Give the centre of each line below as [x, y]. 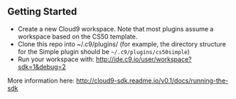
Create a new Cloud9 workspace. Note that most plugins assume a [116, 28]
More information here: [41, 80]
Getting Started [42, 12]
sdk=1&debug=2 [42, 66]
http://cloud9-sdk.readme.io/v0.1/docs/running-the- [152, 80]
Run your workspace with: [56, 59]
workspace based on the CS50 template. [77, 36]
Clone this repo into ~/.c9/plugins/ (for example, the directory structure [122, 44]
